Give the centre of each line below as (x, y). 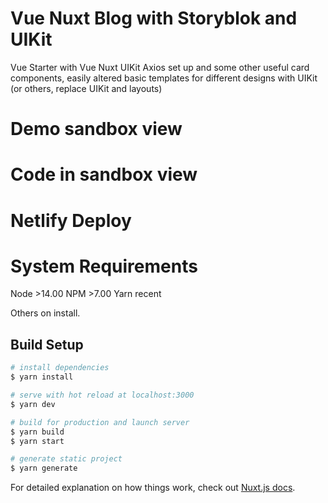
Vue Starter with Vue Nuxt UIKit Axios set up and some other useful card (160, 67)
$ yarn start (37, 441)
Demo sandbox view (96, 129)
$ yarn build (37, 432)
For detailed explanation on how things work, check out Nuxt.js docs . (153, 488)
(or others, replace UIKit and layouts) (86, 88)
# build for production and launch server (100, 422)
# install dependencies (60, 368)
